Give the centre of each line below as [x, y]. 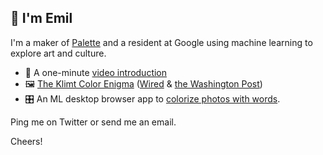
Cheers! [26, 141]
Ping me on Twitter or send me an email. [93, 122]
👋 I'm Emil [41, 18]
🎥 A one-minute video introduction [96, 72]
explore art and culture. [58, 53]
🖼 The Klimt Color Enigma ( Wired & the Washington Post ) [143, 83]
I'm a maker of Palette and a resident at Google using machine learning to [161, 42]
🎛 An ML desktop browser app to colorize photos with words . [152, 98]
